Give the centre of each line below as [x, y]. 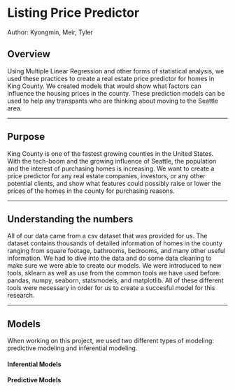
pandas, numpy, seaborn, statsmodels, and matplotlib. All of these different [115, 280]
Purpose [26, 137]
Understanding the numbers [70, 219]
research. [21, 296]
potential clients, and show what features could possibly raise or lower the [114, 183]
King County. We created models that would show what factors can [104, 86]
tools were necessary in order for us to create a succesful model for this [111, 288]
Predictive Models [34, 380]
